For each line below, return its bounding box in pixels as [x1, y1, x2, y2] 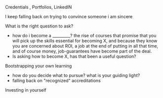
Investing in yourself [5, 87, 46, 93]
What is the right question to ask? [5, 23, 74, 29]
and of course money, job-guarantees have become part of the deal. [12, 49, 152, 54]
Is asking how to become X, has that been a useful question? [12, 53, 137, 59]
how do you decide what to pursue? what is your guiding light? [12, 73, 140, 78]
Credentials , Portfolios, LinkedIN [5, 4, 72, 10]
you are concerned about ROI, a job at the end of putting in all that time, [12, 43, 159, 49]
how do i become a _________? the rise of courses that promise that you [12, 33, 157, 38]
